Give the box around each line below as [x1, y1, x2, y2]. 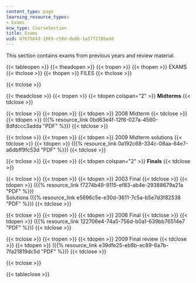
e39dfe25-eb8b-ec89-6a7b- [99, 242, 169, 248]
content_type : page [6, 8, 54, 15]
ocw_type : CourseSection [6, 25, 67, 31]
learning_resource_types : [6, 14, 69, 20]
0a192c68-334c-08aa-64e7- [117, 140, 189, 147]
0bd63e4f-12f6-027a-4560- [89, 116, 158, 123]
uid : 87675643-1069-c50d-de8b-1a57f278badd [6, 36, 114, 42]
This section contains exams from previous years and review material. [6, 52, 175, 59]
